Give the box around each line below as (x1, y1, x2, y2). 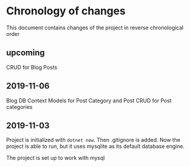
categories (6, 103, 33, 110)
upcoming (6, 48, 45, 58)
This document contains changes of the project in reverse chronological (6, 24, 184, 31)
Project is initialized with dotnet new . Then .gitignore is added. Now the (6, 136, 180, 144)
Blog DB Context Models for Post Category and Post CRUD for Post (6, 97, 172, 104)
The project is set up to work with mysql (6, 154, 105, 162)
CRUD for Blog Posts (6, 63, 58, 71)
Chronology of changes (6, 4, 126, 18)
